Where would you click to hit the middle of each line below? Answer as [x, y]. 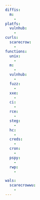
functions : [16, 51]
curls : [12, 38]
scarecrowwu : [23, 185]
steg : [15, 121]
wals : [10, 181]
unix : [15, 56]
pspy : [15, 158]
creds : [16, 139]
